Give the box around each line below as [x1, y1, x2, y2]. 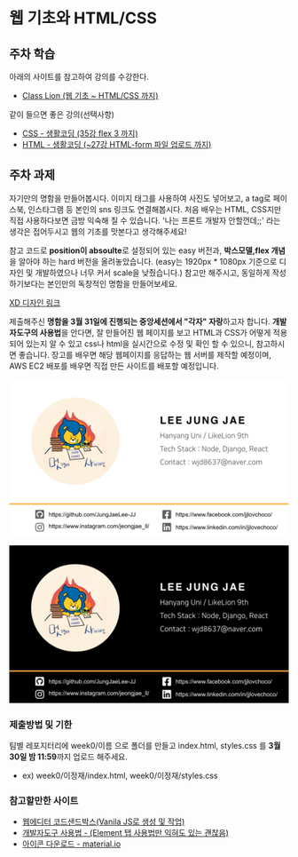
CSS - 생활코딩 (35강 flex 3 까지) [21, 128, 139, 139]
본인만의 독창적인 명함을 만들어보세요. [47, 278, 178, 289]
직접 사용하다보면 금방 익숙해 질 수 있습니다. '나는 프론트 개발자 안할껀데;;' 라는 [9, 215, 281, 226]
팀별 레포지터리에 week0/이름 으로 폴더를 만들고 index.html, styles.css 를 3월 [9, 741, 281, 751]
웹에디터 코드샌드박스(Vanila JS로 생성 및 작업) [21, 816, 185, 827]
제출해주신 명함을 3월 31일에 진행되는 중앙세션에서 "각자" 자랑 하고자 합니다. [9, 316, 271, 327]
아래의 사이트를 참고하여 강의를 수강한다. [9, 72, 149, 82]
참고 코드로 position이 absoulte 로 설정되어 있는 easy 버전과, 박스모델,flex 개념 [9, 245, 286, 256]
